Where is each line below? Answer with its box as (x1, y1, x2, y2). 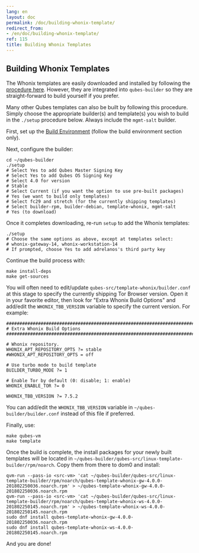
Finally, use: (6, 421, 36, 428)
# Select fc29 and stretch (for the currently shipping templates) (6, 198, 176, 205)
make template (6, 438, 41, 444)
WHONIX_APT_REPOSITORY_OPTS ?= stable (6, 347, 102, 352)
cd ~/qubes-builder (6, 157, 54, 163)
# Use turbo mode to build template (6, 362, 97, 368)
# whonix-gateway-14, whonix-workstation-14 (6, 241, 118, 247)
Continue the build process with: (6, 256, 86, 264)
